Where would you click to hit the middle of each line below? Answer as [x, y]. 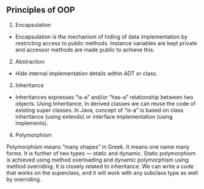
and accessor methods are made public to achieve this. [85, 50]
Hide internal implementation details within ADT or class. [86, 73]
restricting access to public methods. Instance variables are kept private [106, 43]
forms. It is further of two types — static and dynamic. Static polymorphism [101, 153]
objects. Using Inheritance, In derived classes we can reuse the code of [105, 103]
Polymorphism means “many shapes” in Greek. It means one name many [98, 147]
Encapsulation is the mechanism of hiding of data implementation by [101, 37]
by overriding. [24, 179]
